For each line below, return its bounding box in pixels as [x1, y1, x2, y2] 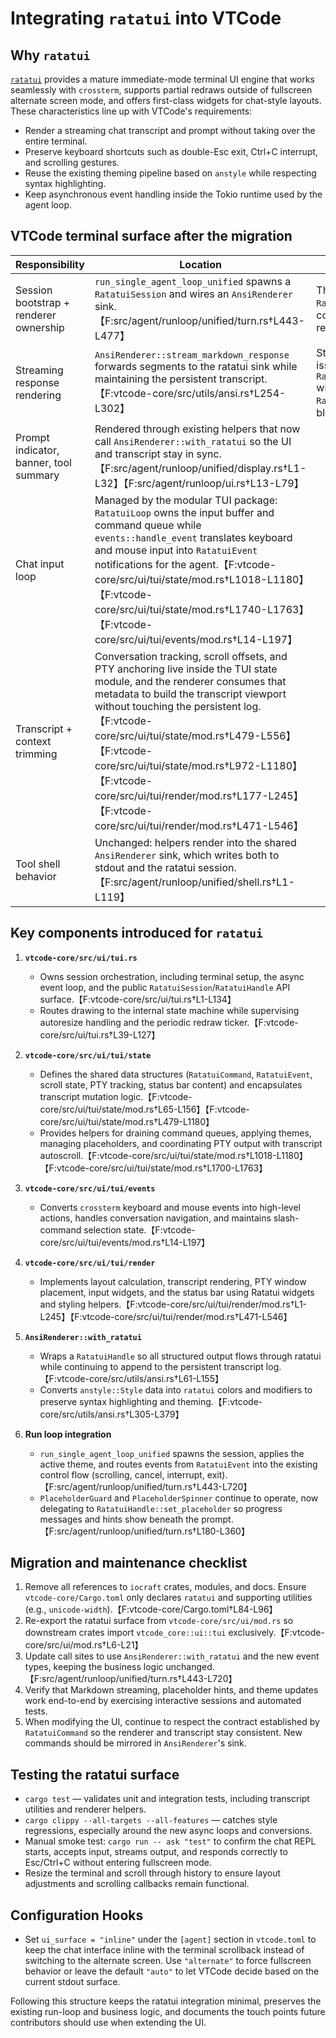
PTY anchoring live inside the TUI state [94, 662, 278, 676]
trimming [15, 747, 58, 761]
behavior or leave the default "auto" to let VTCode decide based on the [24, 1965, 320, 1977]
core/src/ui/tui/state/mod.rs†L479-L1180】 [39, 1115, 215, 1127]
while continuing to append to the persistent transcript [39, 1360, 264, 1372]
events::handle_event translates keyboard [94, 530, 293, 544]
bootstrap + [15, 295, 71, 309]
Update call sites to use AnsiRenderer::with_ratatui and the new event [24, 1650, 320, 1662]
